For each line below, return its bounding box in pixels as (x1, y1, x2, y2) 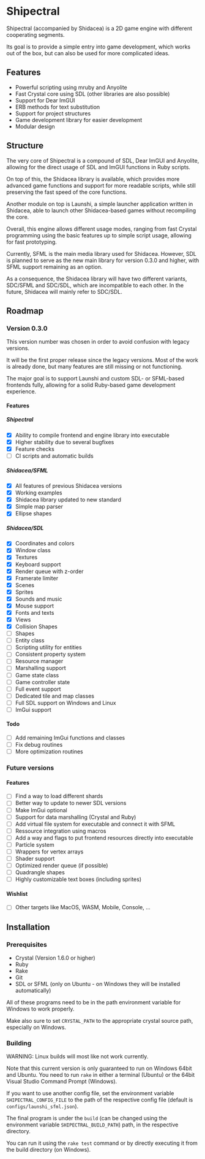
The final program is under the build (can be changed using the (6, 1115, 167, 1122)
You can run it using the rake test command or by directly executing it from (6, 1139, 198, 1147)
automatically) (15, 987, 51, 995)
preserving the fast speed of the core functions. (6, 188, 127, 196)
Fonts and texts (15, 609, 54, 616)
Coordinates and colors (15, 540, 75, 547)
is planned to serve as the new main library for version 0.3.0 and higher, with (6, 256, 199, 264)
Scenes (15, 581, 35, 588)
